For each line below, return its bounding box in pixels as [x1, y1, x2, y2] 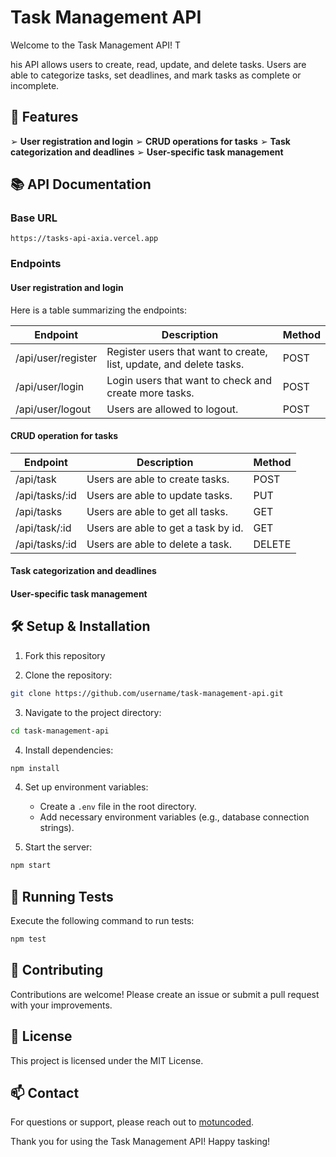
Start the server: [24, 841, 93, 853]
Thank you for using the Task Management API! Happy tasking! [10, 1136, 271, 1148]
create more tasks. [106, 386, 195, 400]
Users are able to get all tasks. [86, 504, 228, 518]
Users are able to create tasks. [86, 472, 230, 486]
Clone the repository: [24, 669, 113, 681]
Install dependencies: [24, 744, 114, 756]
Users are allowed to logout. [106, 402, 239, 416]
